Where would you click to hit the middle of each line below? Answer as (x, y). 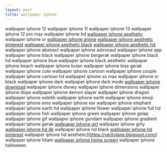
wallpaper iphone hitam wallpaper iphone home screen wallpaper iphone (80, 140)
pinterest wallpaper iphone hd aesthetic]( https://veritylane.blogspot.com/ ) (82, 135)
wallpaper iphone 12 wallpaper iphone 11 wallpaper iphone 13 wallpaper (79, 28)
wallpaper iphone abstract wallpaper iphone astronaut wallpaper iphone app (83, 50)
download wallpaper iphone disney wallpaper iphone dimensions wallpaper (83, 87)
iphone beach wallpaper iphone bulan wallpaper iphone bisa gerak (74, 66)
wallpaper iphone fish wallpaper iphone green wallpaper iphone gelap (77, 113)
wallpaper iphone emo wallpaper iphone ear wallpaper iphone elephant (78, 103)
